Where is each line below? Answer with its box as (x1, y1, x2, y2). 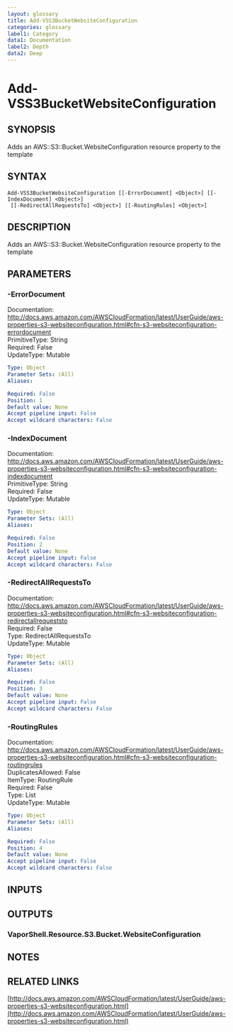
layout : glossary (7, 10, 59, 18)
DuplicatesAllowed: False (7, 768, 81, 777)
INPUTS (7, 884, 42, 896)
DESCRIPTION (7, 221, 71, 233)
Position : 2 (7, 540, 42, 548)
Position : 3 (7, 685, 42, 692)
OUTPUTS (7, 908, 53, 920)
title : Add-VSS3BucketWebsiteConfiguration (7, 17, 138, 24)
